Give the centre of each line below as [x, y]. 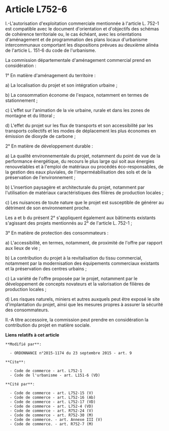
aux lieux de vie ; [23, 248]
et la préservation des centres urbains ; [46, 268]
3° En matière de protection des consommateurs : [57, 233]
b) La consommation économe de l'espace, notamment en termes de [77, 95]
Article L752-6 [36, 9]
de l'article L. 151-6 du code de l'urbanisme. [51, 50]
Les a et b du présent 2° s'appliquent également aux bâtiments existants [80, 218]
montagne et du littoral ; [30, 116]
